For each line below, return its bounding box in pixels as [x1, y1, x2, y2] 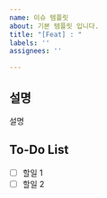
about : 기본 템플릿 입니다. [9, 22, 100, 31]
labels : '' [9, 38, 50, 48]
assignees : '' [9, 47, 63, 56]
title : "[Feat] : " [9, 30, 83, 39]
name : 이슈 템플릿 [9, 13, 69, 22]
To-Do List [9, 142, 69, 157]
